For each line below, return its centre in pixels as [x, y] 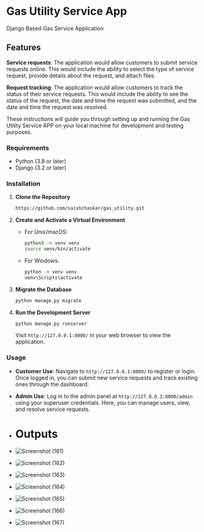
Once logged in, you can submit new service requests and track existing [106, 377]
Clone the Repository [43, 197]
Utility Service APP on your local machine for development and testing [95, 125]
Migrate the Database [43, 289]
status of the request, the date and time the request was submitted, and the [102, 100]
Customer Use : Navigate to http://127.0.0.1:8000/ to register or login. [105, 371]
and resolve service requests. [53, 409]
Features [24, 48]
